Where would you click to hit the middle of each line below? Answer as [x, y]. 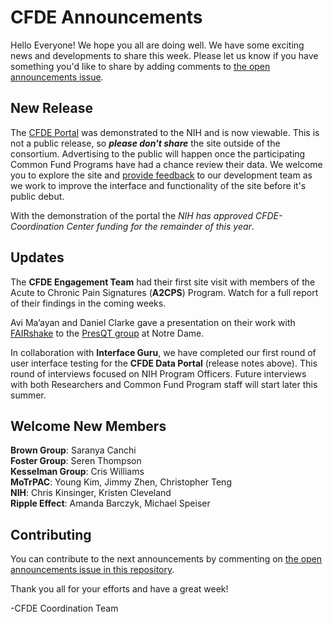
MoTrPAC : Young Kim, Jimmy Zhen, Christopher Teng [121, 482]
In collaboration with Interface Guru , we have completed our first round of [163, 352]
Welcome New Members [88, 426]
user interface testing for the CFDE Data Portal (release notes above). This [164, 363]
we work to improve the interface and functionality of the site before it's [158, 185]
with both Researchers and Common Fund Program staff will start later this [164, 384]
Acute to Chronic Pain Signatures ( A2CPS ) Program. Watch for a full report [164, 292]
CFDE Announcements [106, 17]
